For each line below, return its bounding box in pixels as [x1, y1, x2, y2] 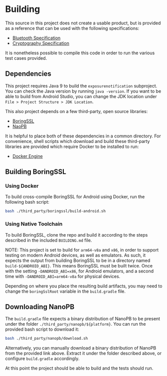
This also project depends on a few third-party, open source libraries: [5, 108, 148, 114]
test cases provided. [5, 55, 47, 61]
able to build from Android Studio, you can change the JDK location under [5, 93, 157, 99]
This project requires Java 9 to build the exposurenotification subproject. [5, 83, 158, 89]
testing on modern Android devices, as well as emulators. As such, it [5, 252, 146, 258]
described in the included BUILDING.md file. [5, 237, 92, 243]
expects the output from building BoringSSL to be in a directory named [5, 257, 151, 263]
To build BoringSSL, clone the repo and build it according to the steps [5, 232, 148, 238]
